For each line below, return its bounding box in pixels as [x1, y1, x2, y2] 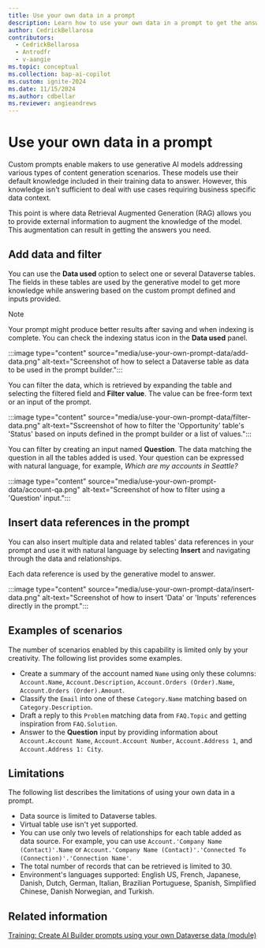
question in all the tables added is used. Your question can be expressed [8, 453, 244, 462]
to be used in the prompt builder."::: [8, 364, 123, 375]
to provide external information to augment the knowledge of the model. [8, 217, 243, 226]
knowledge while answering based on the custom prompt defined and [8, 286, 236, 295]
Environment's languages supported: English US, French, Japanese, [19, 870, 241, 879]
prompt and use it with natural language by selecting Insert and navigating [8, 545, 251, 554]
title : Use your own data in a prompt [8, 11, 136, 20]
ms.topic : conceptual [8, 63, 80, 71]
